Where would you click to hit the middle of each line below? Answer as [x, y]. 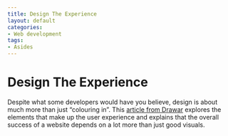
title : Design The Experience [52, 14]
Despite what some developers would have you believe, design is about [113, 102]
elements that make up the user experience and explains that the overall [113, 117]
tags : [15, 41]
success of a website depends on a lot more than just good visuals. [106, 125]
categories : [25, 27]
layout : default [31, 21]
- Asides [20, 47]
